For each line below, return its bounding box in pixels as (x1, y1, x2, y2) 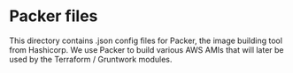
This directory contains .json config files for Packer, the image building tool (9, 35, 283, 46)
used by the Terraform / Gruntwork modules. (9, 54, 173, 64)
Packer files (9, 6, 98, 26)
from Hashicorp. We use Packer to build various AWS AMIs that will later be (9, 44, 285, 55)
